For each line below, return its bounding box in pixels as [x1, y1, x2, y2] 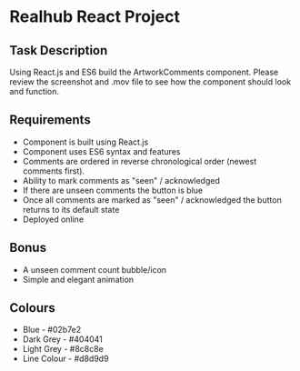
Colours [9, 300, 56, 316]
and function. [9, 86, 60, 96]
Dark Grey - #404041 [22, 334, 103, 345]
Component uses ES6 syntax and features [22, 145, 181, 156]
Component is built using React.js [22, 136, 149, 147]
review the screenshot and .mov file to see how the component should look [9, 76, 292, 87]
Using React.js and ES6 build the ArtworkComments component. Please [9, 66, 279, 77]
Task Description [9, 43, 108, 58]
